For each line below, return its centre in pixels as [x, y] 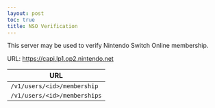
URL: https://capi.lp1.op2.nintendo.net [61, 59]
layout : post [26, 13]
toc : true [21, 20]
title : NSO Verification [42, 26]
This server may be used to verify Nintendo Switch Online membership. [108, 46]
